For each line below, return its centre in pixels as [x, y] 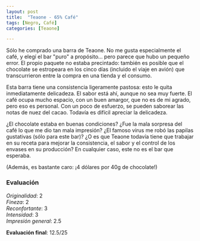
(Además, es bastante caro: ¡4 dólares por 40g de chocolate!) [82, 167]
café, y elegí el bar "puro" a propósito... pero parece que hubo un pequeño [98, 57]
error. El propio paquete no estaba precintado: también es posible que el [95, 63]
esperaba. [19, 156]
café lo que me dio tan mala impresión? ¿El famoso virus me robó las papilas [100, 130]
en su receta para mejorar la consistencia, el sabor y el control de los [91, 143]
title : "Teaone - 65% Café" [42, 17]
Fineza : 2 [18, 202]
